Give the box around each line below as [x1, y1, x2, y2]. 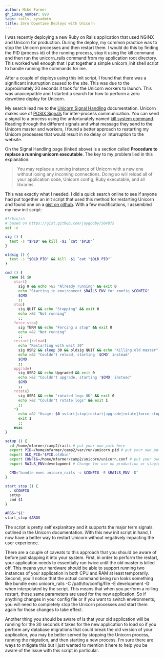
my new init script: [5, 207, 42, 213]
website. [5, 137, 22, 143]
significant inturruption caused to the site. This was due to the [5, 80, 130, 86]
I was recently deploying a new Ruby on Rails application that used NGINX [5, 34, 154, 40]
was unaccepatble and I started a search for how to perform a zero [5, 91, 140, 97]
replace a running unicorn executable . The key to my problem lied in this [5, 152, 153, 157]
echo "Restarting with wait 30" [18, 343, 84, 348]
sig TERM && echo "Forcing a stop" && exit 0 [18, 325, 112, 330]
